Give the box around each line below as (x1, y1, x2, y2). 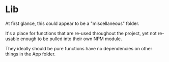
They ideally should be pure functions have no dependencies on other (5, 45, 153, 51)
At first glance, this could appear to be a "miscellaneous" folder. (5, 20, 139, 26)
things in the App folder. (5, 51, 56, 57)
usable (5, 36, 19, 42)
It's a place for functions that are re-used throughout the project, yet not (5, 30, 157, 36)
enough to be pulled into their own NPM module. (20, 36, 122, 42)
